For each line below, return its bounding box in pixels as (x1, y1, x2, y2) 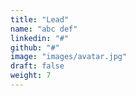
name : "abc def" (10, 24, 78, 34)
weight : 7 (10, 71, 52, 81)
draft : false (10, 61, 65, 71)
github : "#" (10, 42, 60, 53)
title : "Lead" (10, 14, 70, 25)
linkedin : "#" (10, 33, 70, 43)
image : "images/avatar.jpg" (10, 52, 128, 62)
